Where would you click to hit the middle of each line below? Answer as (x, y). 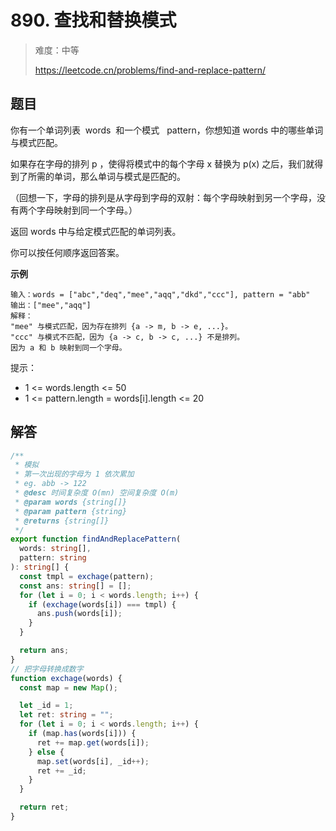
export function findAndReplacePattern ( (96, 539)
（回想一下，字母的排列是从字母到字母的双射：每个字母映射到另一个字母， (163, 197)
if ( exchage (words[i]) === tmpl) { (102, 604)
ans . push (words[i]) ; (79, 614)
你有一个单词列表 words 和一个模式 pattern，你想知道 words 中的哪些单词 (167, 130)
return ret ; (44, 807)
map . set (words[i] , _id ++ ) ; (93, 761)
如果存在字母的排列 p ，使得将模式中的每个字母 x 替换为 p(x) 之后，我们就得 (167, 163)
